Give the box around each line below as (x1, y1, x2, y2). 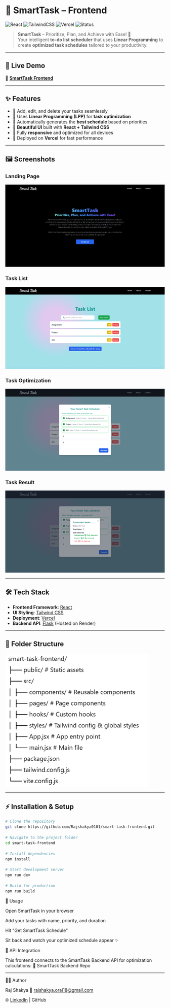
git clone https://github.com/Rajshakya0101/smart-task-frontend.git (5, 824, 155, 829)
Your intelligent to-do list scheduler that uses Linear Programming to (17, 37, 163, 43)
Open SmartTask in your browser (5, 908, 74, 914)
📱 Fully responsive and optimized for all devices (12, 129, 114, 136)
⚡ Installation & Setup (5, 802, 74, 811)
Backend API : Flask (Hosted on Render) (12, 620, 96, 626)
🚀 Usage (5, 898, 23, 904)
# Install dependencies (5, 851, 56, 856)
